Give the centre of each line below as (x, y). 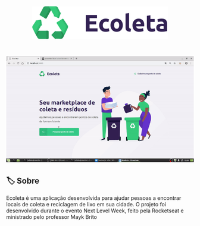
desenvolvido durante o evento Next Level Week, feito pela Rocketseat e (95, 211)
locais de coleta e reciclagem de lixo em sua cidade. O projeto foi (86, 205)
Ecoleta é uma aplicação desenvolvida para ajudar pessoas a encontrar (94, 198)
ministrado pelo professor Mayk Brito (51, 217)
